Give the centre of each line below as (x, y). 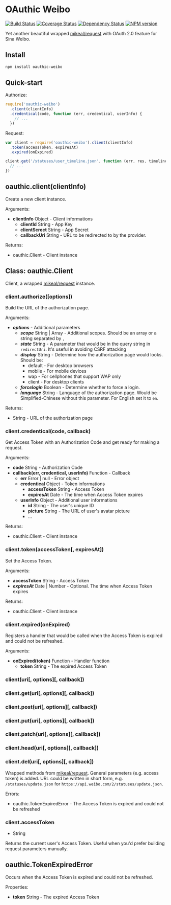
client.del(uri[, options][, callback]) (50, 762)
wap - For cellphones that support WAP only (74, 376)
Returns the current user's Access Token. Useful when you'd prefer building (85, 843)
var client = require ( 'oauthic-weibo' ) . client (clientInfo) (69, 142)
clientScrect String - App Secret (54, 230)
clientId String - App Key (46, 224)
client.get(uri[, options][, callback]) (50, 693)
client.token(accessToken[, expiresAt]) (55, 550)
